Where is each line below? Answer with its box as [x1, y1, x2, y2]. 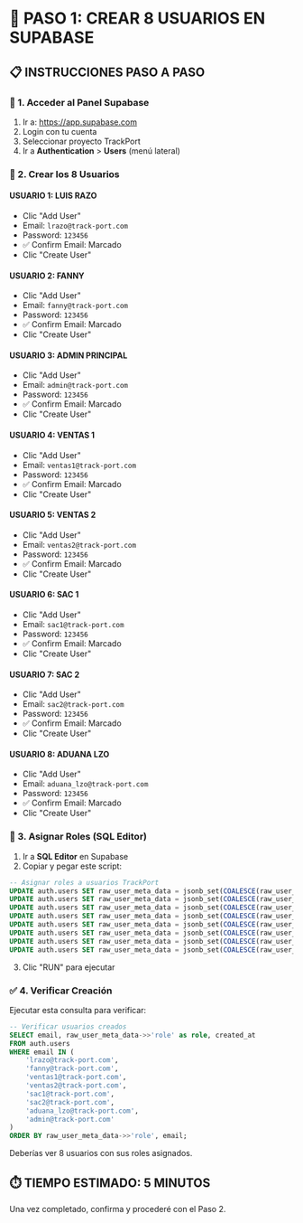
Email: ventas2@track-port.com [22, 539, 137, 550]
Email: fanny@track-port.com [22, 300, 129, 311]
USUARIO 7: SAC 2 [9, 669, 80, 680]
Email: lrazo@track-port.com [22, 221, 129, 230]
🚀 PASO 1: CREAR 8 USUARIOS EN [9, 8, 266, 29]
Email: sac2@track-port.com [22, 699, 124, 710]
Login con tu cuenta [22, 126, 97, 136]
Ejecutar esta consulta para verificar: [9, 1004, 147, 1015]
